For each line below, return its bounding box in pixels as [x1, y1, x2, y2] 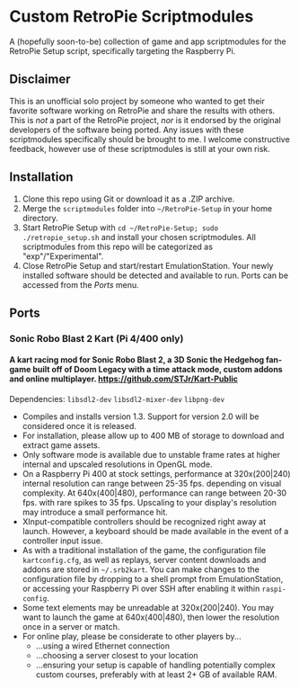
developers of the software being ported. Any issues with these [9, 124, 244, 135]
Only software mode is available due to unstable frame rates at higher [22, 450, 281, 461]
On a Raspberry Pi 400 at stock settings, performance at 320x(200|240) [22, 469, 291, 479]
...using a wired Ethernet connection [35, 640, 171, 651]
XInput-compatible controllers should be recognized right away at [22, 516, 267, 527]
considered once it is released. [22, 421, 136, 432]
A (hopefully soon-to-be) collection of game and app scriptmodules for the [9, 36, 286, 47]
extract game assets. [22, 440, 101, 451]
